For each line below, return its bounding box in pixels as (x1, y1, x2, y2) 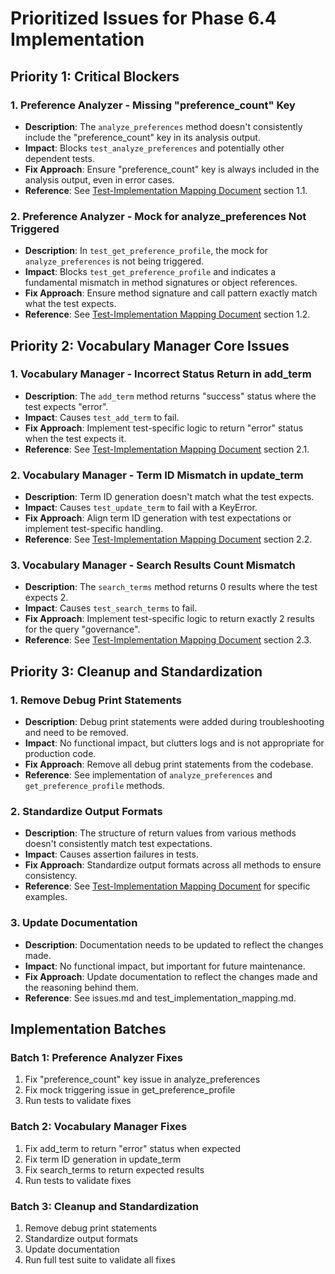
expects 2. (24, 592, 69, 604)
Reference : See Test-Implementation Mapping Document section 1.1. (24, 184, 308, 196)
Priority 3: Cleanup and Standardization (10, 663, 263, 680)
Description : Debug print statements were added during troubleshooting (24, 716, 325, 728)
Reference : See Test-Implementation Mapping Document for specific (24, 880, 311, 892)
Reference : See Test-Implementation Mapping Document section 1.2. (24, 308, 311, 321)
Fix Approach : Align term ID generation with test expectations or (24, 512, 292, 524)
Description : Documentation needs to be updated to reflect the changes (24, 938, 324, 951)
